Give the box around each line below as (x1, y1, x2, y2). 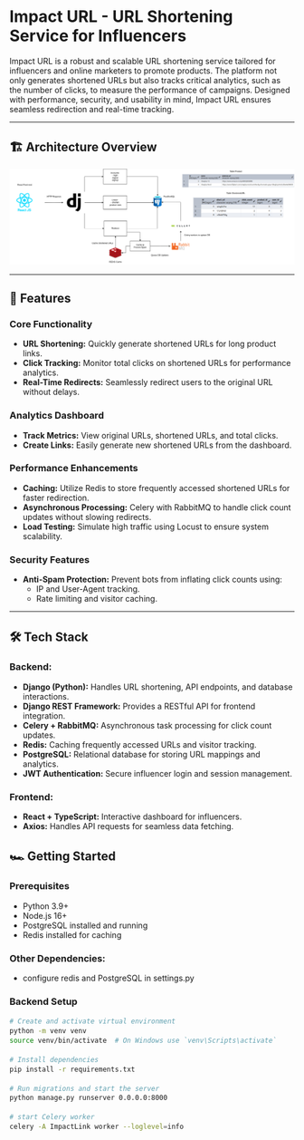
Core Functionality (9, 317, 93, 330)
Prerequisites (9, 880, 70, 893)
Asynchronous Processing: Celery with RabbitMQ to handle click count (22, 501, 291, 513)
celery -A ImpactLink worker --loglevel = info (9, 1122, 184, 1132)
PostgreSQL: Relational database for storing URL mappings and (22, 749, 261, 759)
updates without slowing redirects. (22, 511, 152, 522)
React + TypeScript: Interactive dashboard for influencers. (22, 811, 242, 822)
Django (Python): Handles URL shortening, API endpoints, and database (22, 681, 293, 692)
